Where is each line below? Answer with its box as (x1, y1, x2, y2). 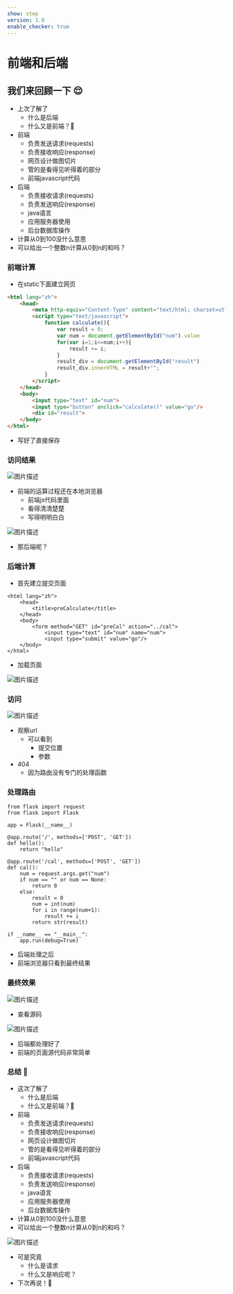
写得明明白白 (27, 513, 64, 522)
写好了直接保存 (17, 436, 60, 445)
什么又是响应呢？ (27, 1270, 77, 1278)
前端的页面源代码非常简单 (17, 1048, 91, 1056)
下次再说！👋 (17, 1279, 52, 1287)
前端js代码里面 (27, 496, 69, 504)
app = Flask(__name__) (7, 822, 73, 829)
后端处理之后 (17, 950, 54, 959)
